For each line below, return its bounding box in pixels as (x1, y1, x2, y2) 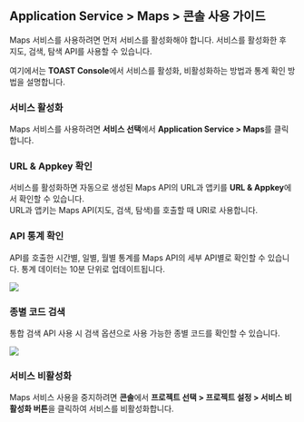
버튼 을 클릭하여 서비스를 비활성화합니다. (33, 403, 174, 415)
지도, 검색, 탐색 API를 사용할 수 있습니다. (9, 45, 152, 56)
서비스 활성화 (9, 101, 64, 113)
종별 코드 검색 (9, 305, 66, 318)
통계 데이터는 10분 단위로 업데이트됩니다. (21, 263, 166, 274)
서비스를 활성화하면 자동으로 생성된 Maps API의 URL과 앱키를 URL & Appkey (9, 182, 284, 193)
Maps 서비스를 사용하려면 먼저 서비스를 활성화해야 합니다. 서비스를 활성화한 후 (9, 34, 288, 45)
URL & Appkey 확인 (9, 160, 93, 172)
